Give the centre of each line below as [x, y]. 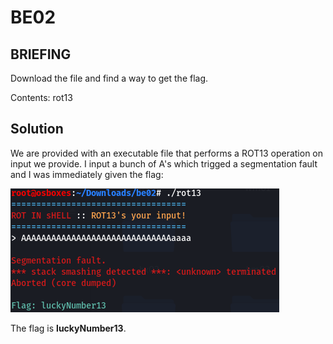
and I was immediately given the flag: [87, 174]
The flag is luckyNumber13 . [68, 328]
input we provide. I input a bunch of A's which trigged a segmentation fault [164, 163]
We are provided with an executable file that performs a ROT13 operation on [167, 153]
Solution [37, 129]
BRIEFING [41, 54]
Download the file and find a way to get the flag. [109, 78]
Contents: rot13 [41, 97]
